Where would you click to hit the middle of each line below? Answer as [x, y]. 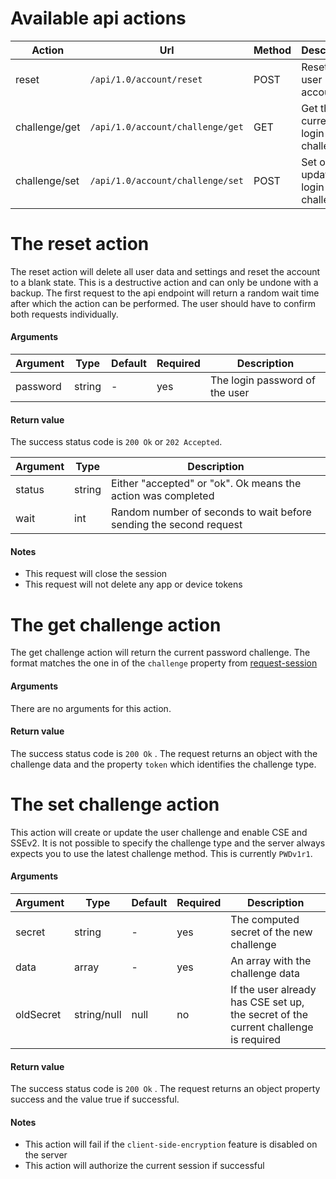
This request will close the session [96, 574]
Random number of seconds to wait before [211, 512]
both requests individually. [64, 314]
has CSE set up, [267, 1002]
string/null [98, 1014]
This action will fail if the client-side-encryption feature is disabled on [171, 1144]
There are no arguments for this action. [91, 708]
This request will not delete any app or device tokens [133, 584]
